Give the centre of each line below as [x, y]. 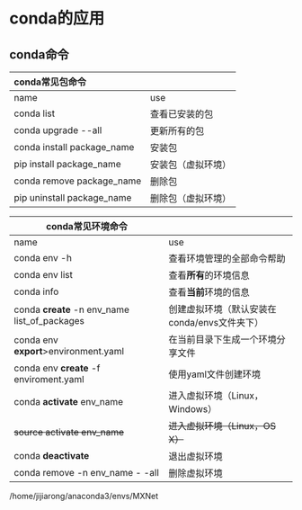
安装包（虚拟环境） [191, 165]
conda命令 [39, 54]
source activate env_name [69, 432]
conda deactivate [52, 456]
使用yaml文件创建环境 [215, 374]
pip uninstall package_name [73, 197]
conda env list [44, 275]
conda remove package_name [78, 181]
